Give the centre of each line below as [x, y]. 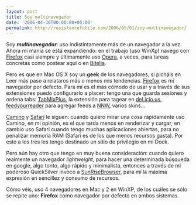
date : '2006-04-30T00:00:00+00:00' [49, 22]
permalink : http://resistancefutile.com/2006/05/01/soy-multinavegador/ [97, 28]
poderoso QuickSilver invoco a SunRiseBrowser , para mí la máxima [87, 172]
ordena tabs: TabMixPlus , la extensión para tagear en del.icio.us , [84, 100]
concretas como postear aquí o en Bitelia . [56, 63]
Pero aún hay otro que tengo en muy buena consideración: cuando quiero [95, 153]
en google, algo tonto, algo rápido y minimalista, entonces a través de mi [94, 166]
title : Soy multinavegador [39, 17]
